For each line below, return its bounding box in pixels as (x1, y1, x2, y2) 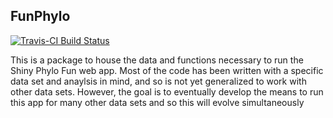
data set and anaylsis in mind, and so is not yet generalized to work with (10, 75, 307, 87)
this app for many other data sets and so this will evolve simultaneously (10, 96, 305, 108)
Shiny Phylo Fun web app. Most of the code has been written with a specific (10, 64, 324, 76)
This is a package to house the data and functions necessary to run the (10, 54, 304, 66)
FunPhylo (10, 8, 71, 25)
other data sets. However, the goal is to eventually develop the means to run (10, 85, 324, 98)
